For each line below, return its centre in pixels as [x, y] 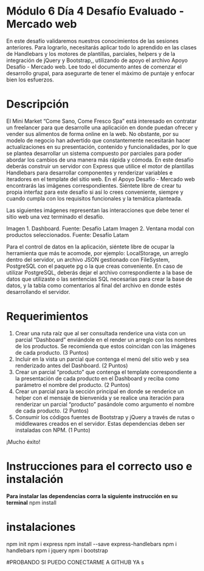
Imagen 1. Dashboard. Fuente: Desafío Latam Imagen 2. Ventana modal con [100, 228]
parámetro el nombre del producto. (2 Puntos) [73, 385]
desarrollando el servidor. [38, 292]
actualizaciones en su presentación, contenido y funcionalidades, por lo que [102, 146]
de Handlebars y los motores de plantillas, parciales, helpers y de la [91, 53]
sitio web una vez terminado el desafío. [55, 216]
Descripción [38, 104]
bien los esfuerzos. [30, 80]
